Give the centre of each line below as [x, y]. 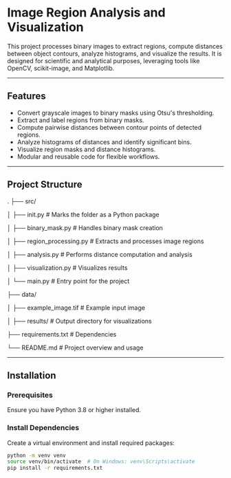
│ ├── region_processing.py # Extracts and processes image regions [106, 241]
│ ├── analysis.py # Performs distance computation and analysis [100, 254]
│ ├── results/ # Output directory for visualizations [80, 321]
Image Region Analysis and [87, 13]
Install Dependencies [43, 428]
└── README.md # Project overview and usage [75, 348]
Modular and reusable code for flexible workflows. [88, 157]
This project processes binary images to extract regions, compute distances [115, 46]
